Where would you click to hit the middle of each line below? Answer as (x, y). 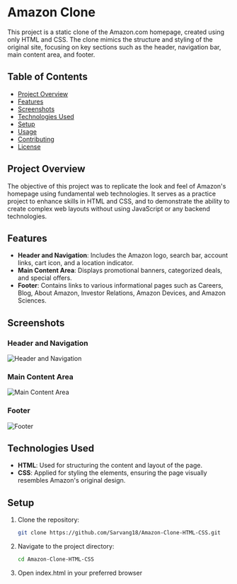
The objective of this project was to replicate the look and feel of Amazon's (117, 186)
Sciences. (32, 301)
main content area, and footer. (51, 55)
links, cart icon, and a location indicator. (76, 263)
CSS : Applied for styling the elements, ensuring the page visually (112, 473)
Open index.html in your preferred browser (80, 573)
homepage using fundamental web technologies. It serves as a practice (112, 193)
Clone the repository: (48, 520)
